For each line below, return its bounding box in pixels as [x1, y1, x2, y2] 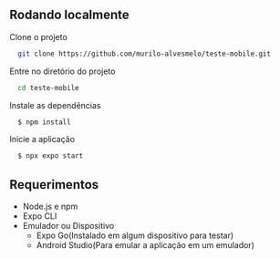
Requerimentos [9, 177, 99, 192]
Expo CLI [22, 211, 57, 222]
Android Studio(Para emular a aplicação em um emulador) [36, 240, 255, 251]
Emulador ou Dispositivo [22, 221, 115, 232]
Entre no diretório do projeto [9, 66, 116, 77]
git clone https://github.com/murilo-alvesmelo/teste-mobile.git [17, 49, 272, 58]
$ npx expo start [17, 151, 84, 161]
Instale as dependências [9, 99, 101, 110]
